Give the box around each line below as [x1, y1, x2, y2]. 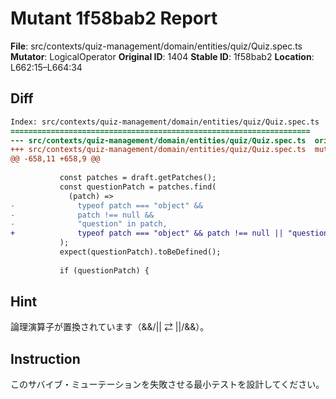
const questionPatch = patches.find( [59, 182, 217, 192]
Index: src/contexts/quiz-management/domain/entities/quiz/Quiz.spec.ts [10, 117, 320, 127]
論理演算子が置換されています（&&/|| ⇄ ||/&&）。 [10, 321, 210, 333]
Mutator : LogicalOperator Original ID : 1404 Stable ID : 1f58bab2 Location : [10, 50, 315, 62]
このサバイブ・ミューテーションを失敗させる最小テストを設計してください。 [10, 378, 325, 391]
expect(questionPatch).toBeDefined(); [59, 247, 222, 257]
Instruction [10, 350, 81, 367]
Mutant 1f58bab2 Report [10, 7, 218, 30]
